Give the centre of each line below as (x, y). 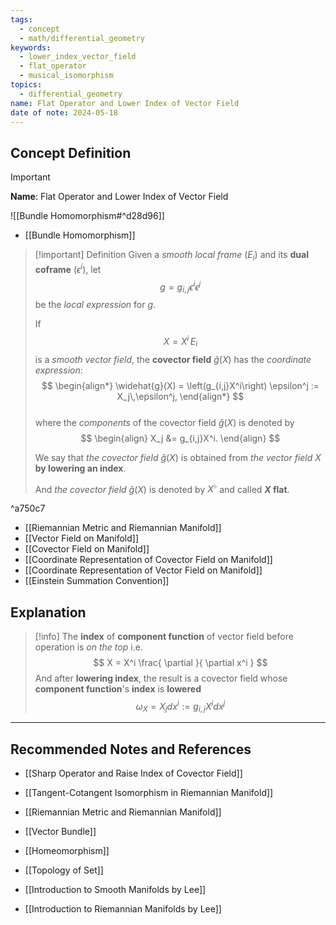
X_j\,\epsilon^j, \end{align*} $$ (180, 396)
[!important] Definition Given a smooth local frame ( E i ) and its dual (171, 256)
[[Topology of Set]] (64, 870)
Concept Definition (71, 152)
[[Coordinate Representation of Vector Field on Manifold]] (143, 570)
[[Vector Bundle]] (60, 832)
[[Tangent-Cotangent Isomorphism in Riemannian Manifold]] (149, 793)
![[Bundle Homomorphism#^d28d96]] (87, 216)
